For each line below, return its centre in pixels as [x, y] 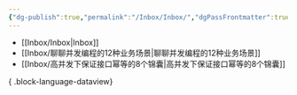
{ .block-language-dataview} [61, 81]
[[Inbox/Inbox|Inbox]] [60, 42]
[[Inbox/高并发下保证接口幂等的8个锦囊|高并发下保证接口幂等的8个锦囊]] [153, 63]
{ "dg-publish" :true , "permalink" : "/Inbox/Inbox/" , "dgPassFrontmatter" [140, 17]
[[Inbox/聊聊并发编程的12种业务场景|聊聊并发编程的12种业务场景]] [141, 53]
